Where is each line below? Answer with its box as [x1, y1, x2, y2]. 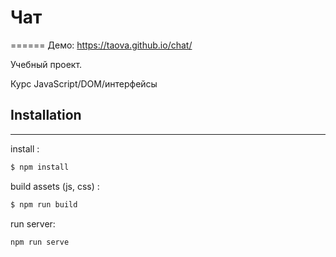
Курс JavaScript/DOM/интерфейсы [10, 77, 158, 90]
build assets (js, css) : [10, 180, 100, 192]
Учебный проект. [10, 58, 83, 70]
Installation [10, 107, 82, 124]
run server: [10, 217, 56, 230]
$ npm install [10, 162, 70, 172]
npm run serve [10, 237, 70, 247]
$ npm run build [10, 199, 78, 210]
